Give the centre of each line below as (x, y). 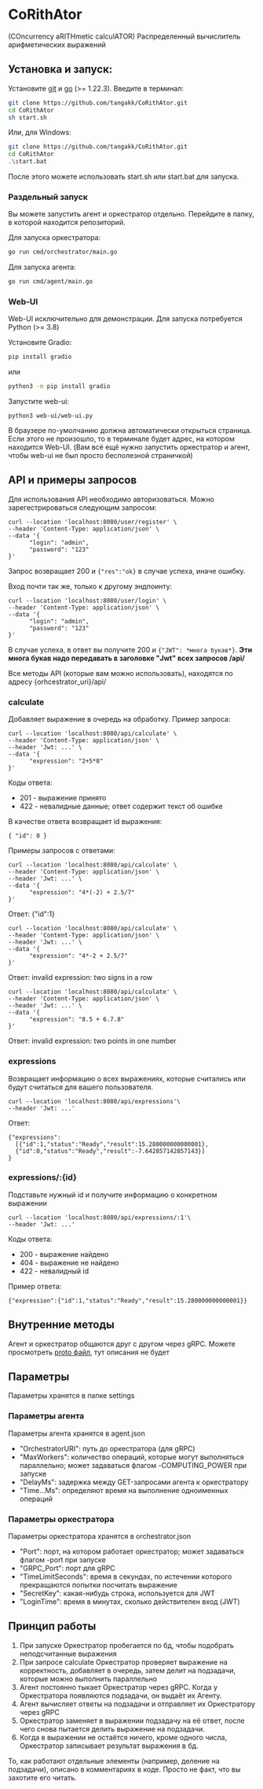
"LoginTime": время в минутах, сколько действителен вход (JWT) (130, 1602)
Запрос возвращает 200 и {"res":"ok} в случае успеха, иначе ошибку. (127, 571)
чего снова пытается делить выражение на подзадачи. (112, 1728)
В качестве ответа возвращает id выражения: (85, 822)
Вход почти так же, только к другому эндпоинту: (90, 586)
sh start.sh (27, 117)
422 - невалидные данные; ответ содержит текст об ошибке (121, 806)
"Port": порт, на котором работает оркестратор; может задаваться (132, 1551)
